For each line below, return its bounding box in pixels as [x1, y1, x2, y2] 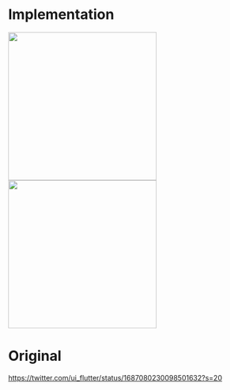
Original [8, 347, 62, 365]
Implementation [8, 6, 115, 24]
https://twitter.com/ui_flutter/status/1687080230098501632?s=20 [8, 373, 223, 382]
